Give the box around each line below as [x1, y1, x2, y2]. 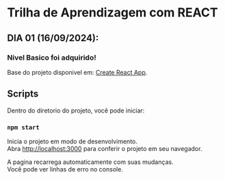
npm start [7, 123, 40, 131]
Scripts [7, 88, 39, 100]
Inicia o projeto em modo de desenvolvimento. [7, 137, 138, 145]
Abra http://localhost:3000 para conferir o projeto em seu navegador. [7, 144, 202, 152]
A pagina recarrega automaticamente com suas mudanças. [7, 158, 174, 166]
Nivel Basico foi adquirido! [7, 53, 97, 62]
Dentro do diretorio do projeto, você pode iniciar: [7, 106, 145, 115]
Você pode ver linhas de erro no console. [7, 165, 123, 173]
